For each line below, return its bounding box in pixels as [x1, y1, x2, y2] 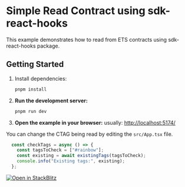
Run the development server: [14, 97, 88, 104]
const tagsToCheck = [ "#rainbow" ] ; [16, 147, 104, 153]
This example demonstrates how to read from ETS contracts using [6, 36, 167, 43]
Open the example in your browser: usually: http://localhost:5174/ [14, 119, 176, 126]
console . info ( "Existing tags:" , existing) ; [16, 158, 125, 164]
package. [37, 42, 60, 49]
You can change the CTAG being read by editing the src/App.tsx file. [6, 131, 173, 138]
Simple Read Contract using [6, 4, 146, 18]
